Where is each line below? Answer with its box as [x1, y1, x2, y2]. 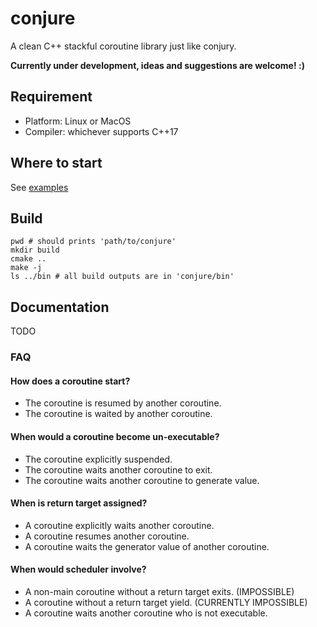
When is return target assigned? [10, 497, 148, 509]
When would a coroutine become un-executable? [10, 430, 220, 442]
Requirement [10, 88, 93, 106]
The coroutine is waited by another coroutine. [24, 408, 213, 420]
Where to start [10, 155, 103, 172]
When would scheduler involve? [10, 563, 147, 576]
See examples [10, 181, 69, 193]
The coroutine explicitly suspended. [24, 453, 173, 465]
